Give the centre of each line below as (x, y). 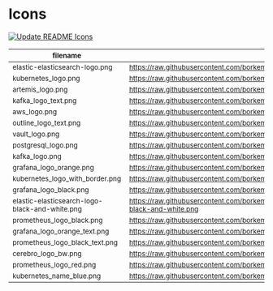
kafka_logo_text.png (45, 101)
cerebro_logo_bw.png (47, 253)
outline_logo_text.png (47, 123)
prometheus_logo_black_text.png (65, 242)
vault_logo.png (36, 134)
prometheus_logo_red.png (54, 265)
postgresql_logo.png (45, 145)
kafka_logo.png (37, 156)
